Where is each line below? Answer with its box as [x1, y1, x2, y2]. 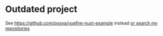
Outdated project [5, 3, 77, 15]
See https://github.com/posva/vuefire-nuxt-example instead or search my [5, 20, 158, 26]
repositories [5, 25, 30, 31]
